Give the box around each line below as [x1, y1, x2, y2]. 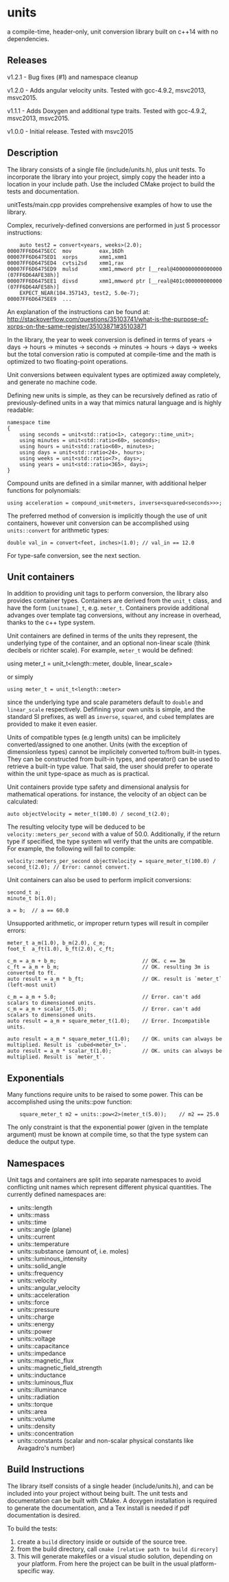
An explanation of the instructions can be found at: [7, 307, 151, 316]
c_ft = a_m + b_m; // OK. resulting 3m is [7, 964, 210, 971]
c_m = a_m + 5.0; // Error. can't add [7, 994, 201, 1001]
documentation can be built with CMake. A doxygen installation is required [7, 1496, 217, 1505]
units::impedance [16, 1349, 67, 1357]
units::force [16, 1298, 50, 1306]
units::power [16, 1328, 53, 1335]
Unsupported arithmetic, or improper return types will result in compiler [7, 919, 209, 927]
